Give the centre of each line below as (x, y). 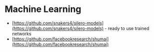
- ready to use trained (127, 28)
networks (22, 33)
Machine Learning (43, 9)
